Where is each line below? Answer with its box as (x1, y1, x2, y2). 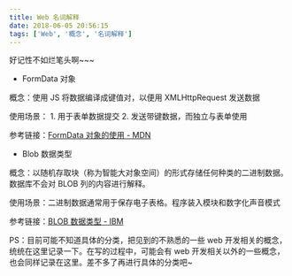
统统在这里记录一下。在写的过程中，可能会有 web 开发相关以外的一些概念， (9, 246, 285, 257)
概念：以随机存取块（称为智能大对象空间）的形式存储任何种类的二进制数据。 (9, 167, 288, 178)
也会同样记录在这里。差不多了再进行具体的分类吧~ (9, 257, 193, 268)
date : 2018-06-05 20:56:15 (9, 21, 109, 30)
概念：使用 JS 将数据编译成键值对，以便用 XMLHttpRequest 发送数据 (9, 92, 261, 103)
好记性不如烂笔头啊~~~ (9, 55, 95, 65)
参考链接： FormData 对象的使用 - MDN (9, 130, 151, 141)
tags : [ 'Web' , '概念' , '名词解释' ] (9, 29, 133, 38)
